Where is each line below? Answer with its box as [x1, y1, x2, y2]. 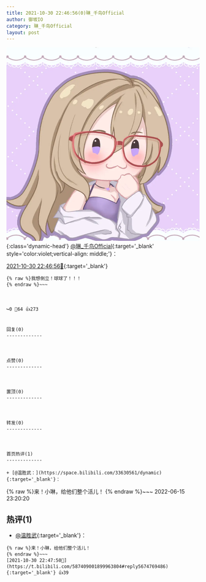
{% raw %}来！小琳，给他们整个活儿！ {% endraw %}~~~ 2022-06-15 [6, 488, 185, 495]
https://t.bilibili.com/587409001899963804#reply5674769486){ [6, 564, 169, 570]
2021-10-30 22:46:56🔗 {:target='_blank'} [6, 262, 109, 270]
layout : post [6, 29, 40, 36]
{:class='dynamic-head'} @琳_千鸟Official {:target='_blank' [6, 243, 154, 250]
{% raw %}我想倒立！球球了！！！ [6, 275, 82, 282]
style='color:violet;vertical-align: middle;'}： [6, 250, 118, 258]
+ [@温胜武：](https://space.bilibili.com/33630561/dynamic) [6, 470, 162, 476]
